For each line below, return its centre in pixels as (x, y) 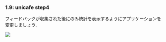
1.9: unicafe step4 (27, 7)
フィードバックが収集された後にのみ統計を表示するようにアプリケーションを (83, 19)
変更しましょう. (21, 25)
